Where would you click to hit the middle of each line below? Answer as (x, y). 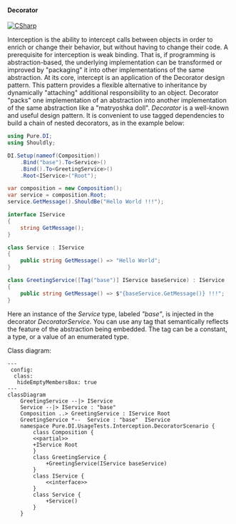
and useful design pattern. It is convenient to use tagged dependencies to (116, 116)
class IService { (58, 476)
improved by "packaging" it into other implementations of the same (106, 70)
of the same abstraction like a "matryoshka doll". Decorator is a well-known (118, 108)
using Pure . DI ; (30, 136)
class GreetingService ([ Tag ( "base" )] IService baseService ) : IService (116, 281)
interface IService (36, 215)
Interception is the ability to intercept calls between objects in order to (110, 40)
